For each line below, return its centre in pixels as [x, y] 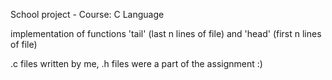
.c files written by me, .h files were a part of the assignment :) [136, 63]
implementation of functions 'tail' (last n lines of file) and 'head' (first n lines [166, 33]
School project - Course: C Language [87, 14]
